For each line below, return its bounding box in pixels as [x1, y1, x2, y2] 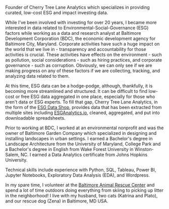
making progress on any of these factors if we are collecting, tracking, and [5, 68, 160, 74]
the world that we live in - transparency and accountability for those [5, 46, 146, 52]
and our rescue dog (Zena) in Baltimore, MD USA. [5, 198, 108, 204]
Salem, [5, 151, 20, 158]
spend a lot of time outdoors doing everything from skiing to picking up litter [5, 187, 164, 193]
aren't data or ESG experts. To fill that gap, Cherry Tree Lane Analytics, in [5, 99, 158, 105]
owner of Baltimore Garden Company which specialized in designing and [5, 130, 157, 136]
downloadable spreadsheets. [5, 115, 66, 121]
